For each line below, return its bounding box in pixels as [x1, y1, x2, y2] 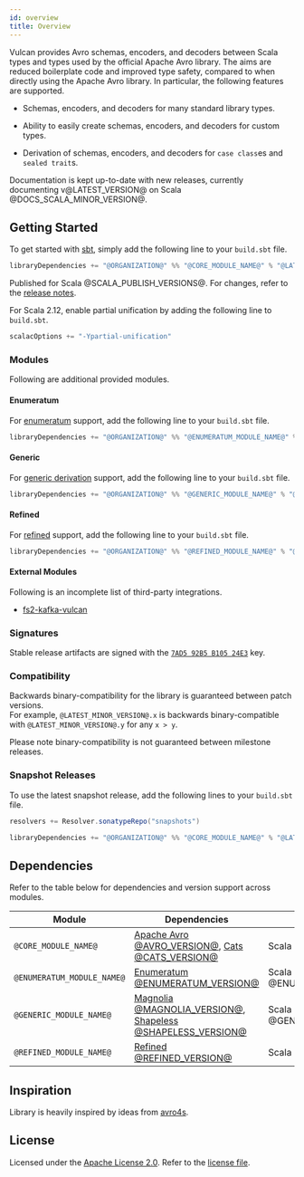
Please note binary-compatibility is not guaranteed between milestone [9, 737, 271, 748]
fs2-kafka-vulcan [22, 604, 88, 615]
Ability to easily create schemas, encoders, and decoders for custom [22, 120, 280, 131]
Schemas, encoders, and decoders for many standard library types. [22, 102, 276, 113]
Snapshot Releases [9, 769, 97, 781]
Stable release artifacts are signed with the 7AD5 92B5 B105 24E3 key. [9, 647, 266, 658]
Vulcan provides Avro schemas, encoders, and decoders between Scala [9, 46, 279, 57]
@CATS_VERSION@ [134, 952, 219, 964]
